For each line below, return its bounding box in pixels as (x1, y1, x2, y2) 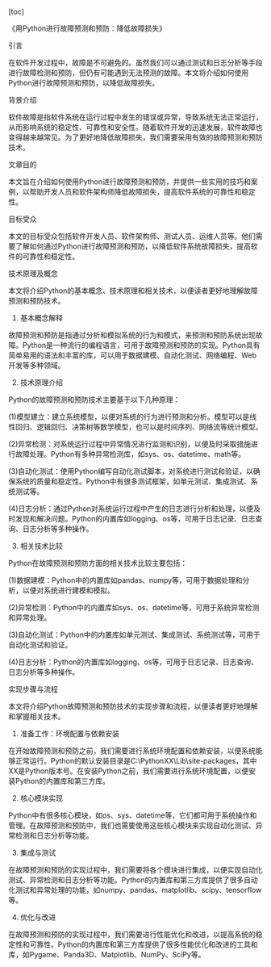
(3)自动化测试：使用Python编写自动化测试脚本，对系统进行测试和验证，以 (8, 467, 254, 475)
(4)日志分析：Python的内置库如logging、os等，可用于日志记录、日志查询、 (8, 657, 258, 667)
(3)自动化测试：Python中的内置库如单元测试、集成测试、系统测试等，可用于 (8, 630, 261, 639)
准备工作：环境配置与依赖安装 (19, 729, 119, 738)
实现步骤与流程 (8, 684, 58, 693)
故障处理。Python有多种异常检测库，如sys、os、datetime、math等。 (15, 450, 246, 458)
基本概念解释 (19, 313, 63, 322)
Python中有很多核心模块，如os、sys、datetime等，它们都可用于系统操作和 (8, 810, 257, 820)
